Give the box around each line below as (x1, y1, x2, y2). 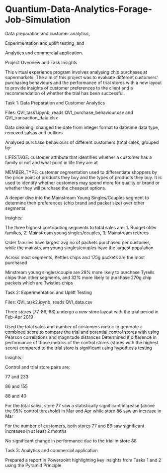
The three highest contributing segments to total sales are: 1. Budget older (5, 224, 157, 230)
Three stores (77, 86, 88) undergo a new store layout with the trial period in (5, 308, 159, 314)
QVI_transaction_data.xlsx (5, 114, 58, 120)
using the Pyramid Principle (5, 462, 62, 468)
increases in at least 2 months (5, 428, 67, 434)
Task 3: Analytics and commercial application (5, 447, 98, 453)
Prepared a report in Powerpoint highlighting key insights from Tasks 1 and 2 (5, 457, 162, 463)
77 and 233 (5, 374, 29, 379)
